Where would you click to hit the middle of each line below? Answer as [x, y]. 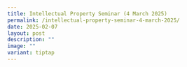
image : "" [22, 46]
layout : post [26, 33]
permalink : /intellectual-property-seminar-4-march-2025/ [93, 20]
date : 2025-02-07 [33, 27]
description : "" [31, 40]
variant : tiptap [31, 53]
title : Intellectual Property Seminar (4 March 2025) [88, 14]
